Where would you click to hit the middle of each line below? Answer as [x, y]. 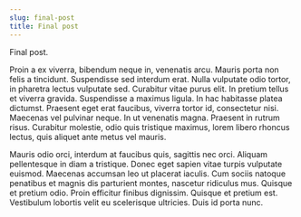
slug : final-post [42, 18]
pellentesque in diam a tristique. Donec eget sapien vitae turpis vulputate [146, 164]
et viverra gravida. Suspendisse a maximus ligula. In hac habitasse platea [146, 98]
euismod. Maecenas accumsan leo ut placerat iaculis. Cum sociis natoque [148, 174]
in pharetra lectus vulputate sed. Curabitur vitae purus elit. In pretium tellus [149, 89]
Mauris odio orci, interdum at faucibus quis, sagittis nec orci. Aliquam [139, 154]
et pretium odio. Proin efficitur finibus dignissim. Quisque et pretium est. [144, 193]
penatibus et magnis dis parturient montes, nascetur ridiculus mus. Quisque [151, 183]
